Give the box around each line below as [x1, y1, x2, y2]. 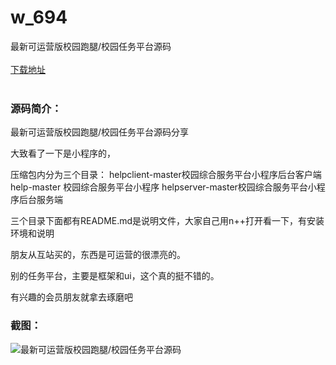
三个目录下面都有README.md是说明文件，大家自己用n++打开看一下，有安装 [10, 215, 325, 227]
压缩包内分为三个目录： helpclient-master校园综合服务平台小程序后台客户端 [10, 169, 322, 181]
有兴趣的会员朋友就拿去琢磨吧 [10, 291, 133, 303]
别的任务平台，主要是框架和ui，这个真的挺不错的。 [10, 270, 220, 282]
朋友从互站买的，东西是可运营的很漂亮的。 [10, 249, 186, 261]
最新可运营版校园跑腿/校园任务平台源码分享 [10, 126, 190, 138]
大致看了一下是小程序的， [10, 147, 116, 160]
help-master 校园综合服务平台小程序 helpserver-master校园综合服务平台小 [10, 181, 317, 193]
